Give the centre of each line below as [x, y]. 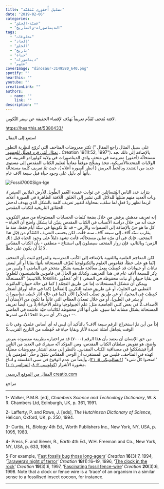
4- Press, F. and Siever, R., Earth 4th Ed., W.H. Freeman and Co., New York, [81, 441]
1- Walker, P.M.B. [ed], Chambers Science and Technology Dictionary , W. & [81, 397]
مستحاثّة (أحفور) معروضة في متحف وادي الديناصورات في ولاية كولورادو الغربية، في [80, 157]
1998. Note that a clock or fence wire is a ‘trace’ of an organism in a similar [80, 472]
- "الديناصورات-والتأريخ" [36, 28]
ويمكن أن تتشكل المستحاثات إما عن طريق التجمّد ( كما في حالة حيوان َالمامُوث [76, 283]
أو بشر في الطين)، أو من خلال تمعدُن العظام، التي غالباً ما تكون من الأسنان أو [75, 299]
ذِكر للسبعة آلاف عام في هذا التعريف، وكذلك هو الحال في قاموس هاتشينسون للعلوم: [81, 273]
